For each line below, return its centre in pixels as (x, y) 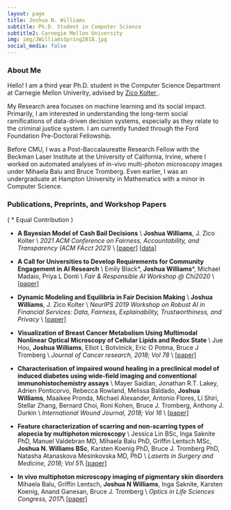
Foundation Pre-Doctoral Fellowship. (59, 136)
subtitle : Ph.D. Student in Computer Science (74, 26)
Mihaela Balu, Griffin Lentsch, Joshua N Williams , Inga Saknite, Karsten (120, 484)
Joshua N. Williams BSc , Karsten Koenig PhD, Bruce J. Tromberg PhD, (119, 448)
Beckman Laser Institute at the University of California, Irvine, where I (107, 157)
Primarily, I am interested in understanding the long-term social (97, 114)
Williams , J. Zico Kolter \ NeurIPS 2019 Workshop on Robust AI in (111, 304)
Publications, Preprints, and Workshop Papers (87, 205)
